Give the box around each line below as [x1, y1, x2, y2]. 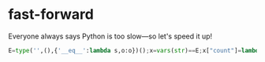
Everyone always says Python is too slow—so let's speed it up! [8, 31, 213, 41]
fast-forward [8, 5, 95, 24]
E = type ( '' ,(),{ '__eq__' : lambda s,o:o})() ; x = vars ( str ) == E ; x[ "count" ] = [8, 46, 242, 54]
